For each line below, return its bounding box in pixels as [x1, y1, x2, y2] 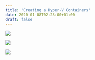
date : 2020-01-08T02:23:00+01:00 [5, 12, 75, 17]
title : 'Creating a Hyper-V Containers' [5, 7, 91, 13]
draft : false [5, 17, 33, 22]
